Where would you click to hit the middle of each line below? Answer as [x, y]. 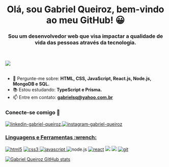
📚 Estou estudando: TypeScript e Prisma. [57, 90]
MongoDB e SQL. [31, 84]
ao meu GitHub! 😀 [86, 20]
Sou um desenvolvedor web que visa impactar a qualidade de [86, 36]
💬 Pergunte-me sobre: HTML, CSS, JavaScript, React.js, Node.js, [82, 79]
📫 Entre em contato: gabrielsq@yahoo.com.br [63, 98]
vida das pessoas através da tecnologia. [86, 43]
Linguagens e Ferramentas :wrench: [51, 137]
